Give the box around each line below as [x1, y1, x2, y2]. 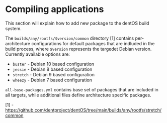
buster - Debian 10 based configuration [12, 61, 95, 67]
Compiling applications [5, 4, 104, 15]
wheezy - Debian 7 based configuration [12, 77, 92, 83]
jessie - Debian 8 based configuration [12, 66, 93, 72]
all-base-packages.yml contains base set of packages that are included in [5, 86, 158, 92]
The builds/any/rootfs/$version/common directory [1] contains [5, 35, 134, 41]
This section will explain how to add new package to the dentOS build [5, 20, 149, 26]
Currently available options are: [5, 51, 70, 57]
